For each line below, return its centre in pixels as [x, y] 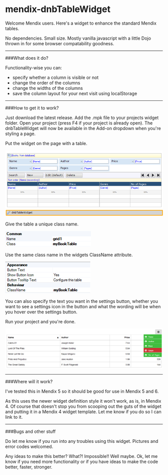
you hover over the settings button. [41, 312]
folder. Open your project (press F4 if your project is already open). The [79, 123]
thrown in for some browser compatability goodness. [60, 43]
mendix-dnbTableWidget [58, 9]
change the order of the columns [46, 83]
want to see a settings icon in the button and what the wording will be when [83, 306]
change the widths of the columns [48, 88]
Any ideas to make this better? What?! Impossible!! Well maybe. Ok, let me [81, 456]
